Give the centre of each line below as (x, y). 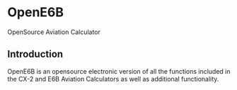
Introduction (35, 54)
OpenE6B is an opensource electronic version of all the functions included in (119, 71)
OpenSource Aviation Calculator (54, 32)
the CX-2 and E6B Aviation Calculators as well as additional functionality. (113, 79)
